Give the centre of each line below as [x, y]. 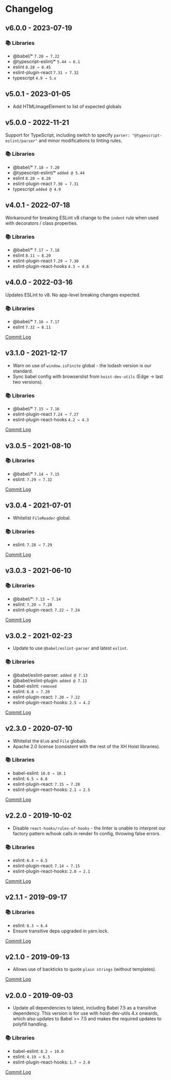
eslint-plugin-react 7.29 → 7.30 [46, 261]
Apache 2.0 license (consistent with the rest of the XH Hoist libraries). [86, 746]
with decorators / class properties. [42, 223]
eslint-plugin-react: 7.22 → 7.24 [46, 609]
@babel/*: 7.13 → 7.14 [37, 599]
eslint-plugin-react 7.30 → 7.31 [46, 184]
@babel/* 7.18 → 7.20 [36, 167]
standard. [23, 371]
